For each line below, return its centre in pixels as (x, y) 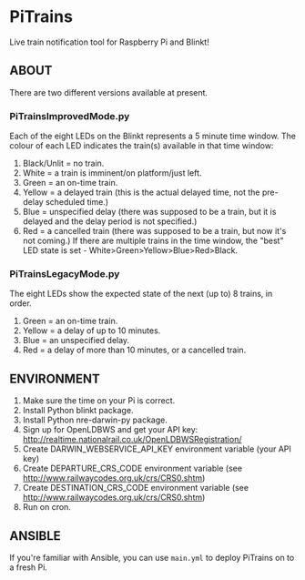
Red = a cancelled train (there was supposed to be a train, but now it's (154, 231)
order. (20, 303)
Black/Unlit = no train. (63, 163)
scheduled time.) (77, 202)
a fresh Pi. (29, 567)
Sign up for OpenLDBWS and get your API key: (110, 430)
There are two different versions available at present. (108, 92)
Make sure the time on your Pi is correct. (99, 401)
